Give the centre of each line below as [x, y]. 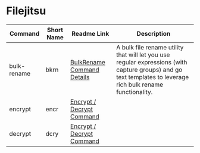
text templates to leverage [152, 77]
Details [80, 77]
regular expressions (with [151, 62]
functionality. [134, 92]
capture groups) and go [149, 70]
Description [154, 33]
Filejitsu [26, 11]
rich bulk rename [140, 85]
